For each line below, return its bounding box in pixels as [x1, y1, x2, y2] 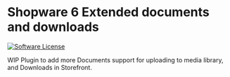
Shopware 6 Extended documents [7, 4, 210, 20]
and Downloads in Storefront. [7, 63, 93, 71]
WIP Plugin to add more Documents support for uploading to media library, [7, 55, 224, 64]
